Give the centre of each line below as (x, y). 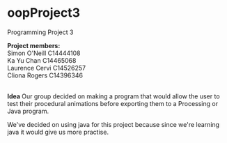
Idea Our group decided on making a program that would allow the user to (114, 96)
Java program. (28, 111)
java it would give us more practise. (58, 132)
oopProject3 (44, 13)
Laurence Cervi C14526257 (46, 68)
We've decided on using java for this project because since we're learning (113, 124)
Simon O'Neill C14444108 (44, 53)
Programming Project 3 (40, 32)
